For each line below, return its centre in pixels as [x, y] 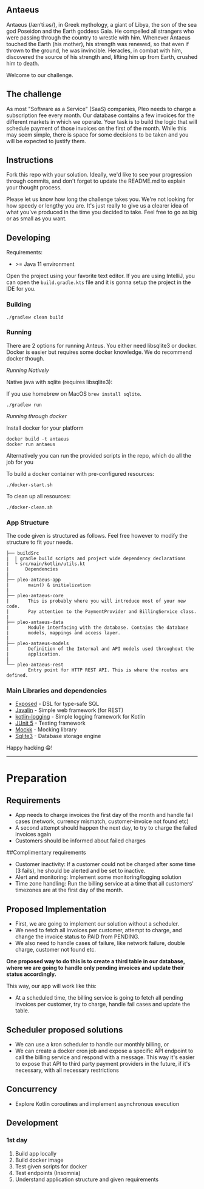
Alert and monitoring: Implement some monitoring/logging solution [98, 877]
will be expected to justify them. [46, 141]
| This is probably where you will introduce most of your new [96, 601]
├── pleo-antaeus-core [35, 596]
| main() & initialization [49, 585]
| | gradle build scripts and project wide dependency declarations [96, 559]
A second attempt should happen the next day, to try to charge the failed [106, 828]
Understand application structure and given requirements [87, 1179]
